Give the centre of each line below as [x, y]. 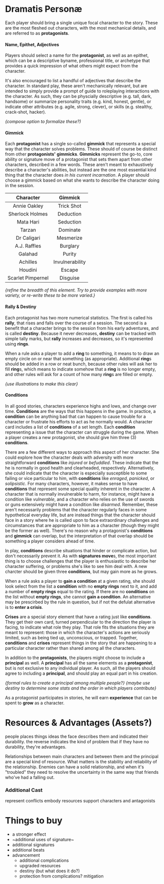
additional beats [28, 850]
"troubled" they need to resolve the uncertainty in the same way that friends [82, 772]
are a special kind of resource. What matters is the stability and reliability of [81, 761]
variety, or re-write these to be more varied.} [50, 295]
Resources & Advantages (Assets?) [79, 723]
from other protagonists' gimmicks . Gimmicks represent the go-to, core [79, 154]
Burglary [70, 246]
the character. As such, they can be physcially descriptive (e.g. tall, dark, [79, 96]
